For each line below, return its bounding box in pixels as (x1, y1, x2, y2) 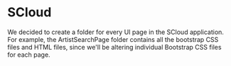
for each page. (7, 50, 51, 59)
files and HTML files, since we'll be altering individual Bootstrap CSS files (7, 43, 222, 51)
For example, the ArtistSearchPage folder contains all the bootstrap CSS (7, 35, 219, 43)
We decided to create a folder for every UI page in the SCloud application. (7, 28, 224, 36)
